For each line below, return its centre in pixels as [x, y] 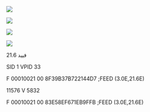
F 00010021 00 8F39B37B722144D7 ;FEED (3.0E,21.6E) [75, 79]
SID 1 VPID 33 [24, 67]
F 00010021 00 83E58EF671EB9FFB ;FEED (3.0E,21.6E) [75, 102]
